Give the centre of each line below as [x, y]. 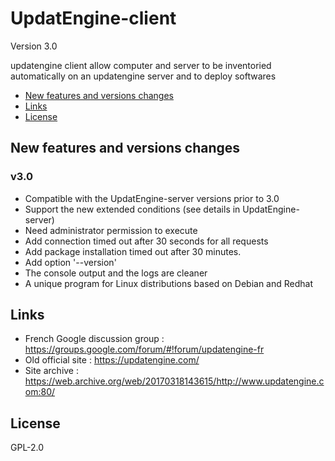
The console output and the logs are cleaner [116, 273]
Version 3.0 [34, 46]
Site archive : [52, 371]
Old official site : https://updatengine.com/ [112, 360]
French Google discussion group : [94, 339]
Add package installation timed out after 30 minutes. [133, 251]
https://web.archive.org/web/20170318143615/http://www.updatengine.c [174, 381]
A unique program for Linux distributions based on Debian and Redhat [168, 283]
